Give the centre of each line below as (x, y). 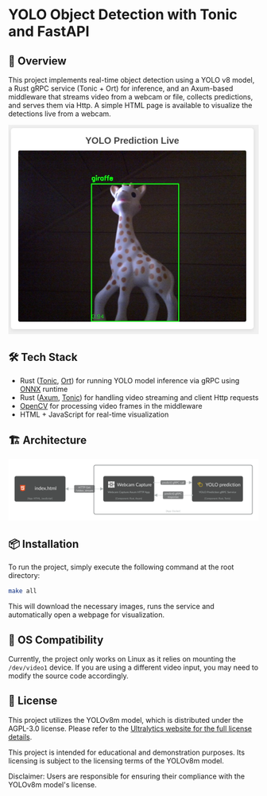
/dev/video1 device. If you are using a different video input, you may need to (133, 667)
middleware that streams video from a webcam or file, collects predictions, (131, 97)
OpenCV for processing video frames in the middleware (111, 406)
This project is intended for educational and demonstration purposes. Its (126, 752)
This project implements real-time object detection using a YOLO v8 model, (132, 80)
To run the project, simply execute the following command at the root (121, 567)
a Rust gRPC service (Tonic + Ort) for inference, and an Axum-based (121, 88)
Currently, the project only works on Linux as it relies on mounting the (122, 658)
